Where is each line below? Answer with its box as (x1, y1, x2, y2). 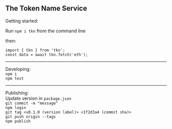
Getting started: (5, 17, 38, 24)
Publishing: (5, 89, 29, 96)
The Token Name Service (5, 4, 88, 13)
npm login (5, 105, 27, 110)
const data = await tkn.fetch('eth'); (5, 52, 88, 57)
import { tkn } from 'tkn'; (5, 47, 66, 53)
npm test (5, 76, 24, 81)
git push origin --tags (5, 114, 56, 119)
